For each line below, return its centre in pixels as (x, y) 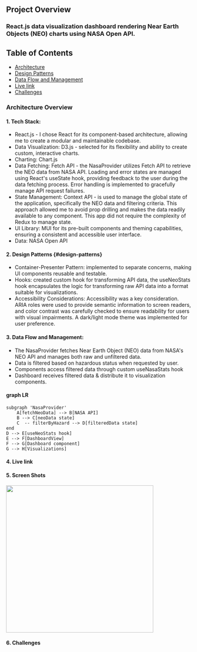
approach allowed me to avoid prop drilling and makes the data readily (100, 210)
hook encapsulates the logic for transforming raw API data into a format (101, 286)
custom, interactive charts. (47, 153)
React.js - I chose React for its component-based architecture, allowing (101, 134)
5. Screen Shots (26, 475)
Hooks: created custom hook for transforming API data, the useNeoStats (103, 280)
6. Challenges (24, 643)
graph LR (17, 395)
